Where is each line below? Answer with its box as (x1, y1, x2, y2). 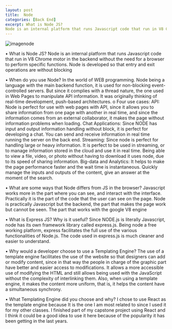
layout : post (5, 7, 33, 13)
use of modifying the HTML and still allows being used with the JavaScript (5, 270, 162, 276)
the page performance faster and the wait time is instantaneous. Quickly (5, 164, 158, 170)
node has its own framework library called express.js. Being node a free (5, 222, 157, 228)
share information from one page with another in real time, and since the (5, 110, 158, 116)
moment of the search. (5, 175, 54, 181)
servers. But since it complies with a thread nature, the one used (28, 88, 164, 94)
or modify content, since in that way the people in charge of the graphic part (5, 259, 166, 265)
